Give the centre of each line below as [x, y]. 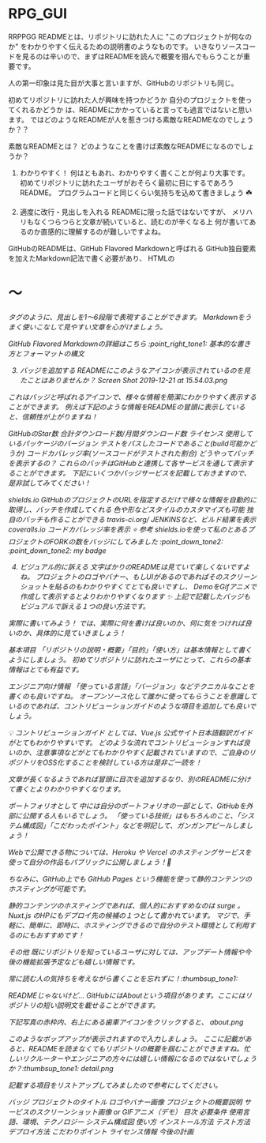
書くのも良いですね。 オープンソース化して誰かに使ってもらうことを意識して [133, 696]
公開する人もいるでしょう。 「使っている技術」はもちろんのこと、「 [131, 815]
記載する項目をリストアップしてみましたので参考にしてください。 [115, 1085]
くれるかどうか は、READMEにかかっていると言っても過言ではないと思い [133, 109]
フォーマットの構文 [53, 353]
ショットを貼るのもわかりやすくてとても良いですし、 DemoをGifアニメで [138, 586]
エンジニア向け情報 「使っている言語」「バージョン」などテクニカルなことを [131, 686]
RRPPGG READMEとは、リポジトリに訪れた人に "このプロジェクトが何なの [130, 36]
